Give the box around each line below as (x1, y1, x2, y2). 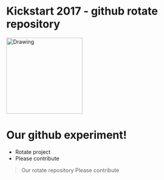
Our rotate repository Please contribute (21, 166, 120, 174)
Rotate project (15, 148, 51, 156)
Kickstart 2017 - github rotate (6, 4, 158, 18)
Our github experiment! (6, 128, 127, 142)
